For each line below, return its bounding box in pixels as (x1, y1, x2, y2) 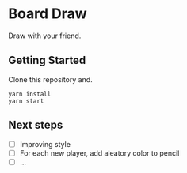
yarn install (8, 90, 52, 98)
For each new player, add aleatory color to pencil (19, 148, 180, 158)
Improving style (19, 139, 71, 149)
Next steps (8, 118, 63, 132)
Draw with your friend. (8, 31, 82, 40)
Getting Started (8, 54, 86, 67)
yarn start (8, 96, 44, 105)
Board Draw (8, 5, 87, 23)
